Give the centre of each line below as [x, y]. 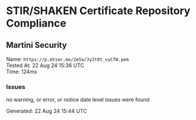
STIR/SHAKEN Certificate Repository [98, 11]
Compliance [36, 23]
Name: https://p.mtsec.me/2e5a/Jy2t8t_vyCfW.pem [68, 59]
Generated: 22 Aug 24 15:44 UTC [46, 111]
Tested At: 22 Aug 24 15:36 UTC [45, 65]
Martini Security [36, 45]
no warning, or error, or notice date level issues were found [78, 100]
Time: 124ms [21, 71]
